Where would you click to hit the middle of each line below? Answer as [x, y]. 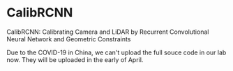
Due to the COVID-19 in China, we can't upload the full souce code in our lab [116, 52]
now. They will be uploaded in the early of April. [75, 59]
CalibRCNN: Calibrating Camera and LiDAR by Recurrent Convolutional [108, 32]
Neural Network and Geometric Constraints [69, 39]
